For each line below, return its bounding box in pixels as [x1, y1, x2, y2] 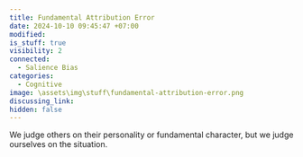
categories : [9, 72, 54, 81]
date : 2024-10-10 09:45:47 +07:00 [9, 22, 140, 31]
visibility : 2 [9, 47, 63, 56]
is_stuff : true [9, 38, 67, 48]
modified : [9, 30, 47, 39]
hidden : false [9, 105, 63, 114]
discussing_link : [9, 96, 75, 106]
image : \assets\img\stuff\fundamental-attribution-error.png [9, 88, 244, 97]
